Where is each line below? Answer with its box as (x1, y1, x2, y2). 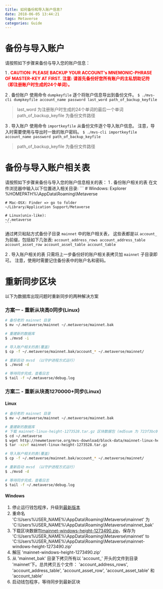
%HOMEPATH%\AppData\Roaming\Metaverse (5, 191, 98, 197)
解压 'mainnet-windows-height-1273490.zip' (12, 549, 101, 555)
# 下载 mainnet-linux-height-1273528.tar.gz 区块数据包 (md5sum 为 (5, 429, 138, 434)
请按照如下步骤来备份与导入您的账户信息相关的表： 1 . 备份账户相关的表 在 (5, 179, 153, 185)
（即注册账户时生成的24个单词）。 (5, 82, 73, 87)
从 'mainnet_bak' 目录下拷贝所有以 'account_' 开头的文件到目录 (12, 555, 138, 561)
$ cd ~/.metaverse (5, 433, 42, 438)
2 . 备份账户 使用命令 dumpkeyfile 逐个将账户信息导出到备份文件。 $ (5, 92, 140, 98)
